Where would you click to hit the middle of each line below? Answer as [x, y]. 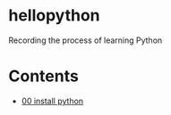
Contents [44, 76]
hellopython [54, 16]
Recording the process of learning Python [85, 40]
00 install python [52, 101]
